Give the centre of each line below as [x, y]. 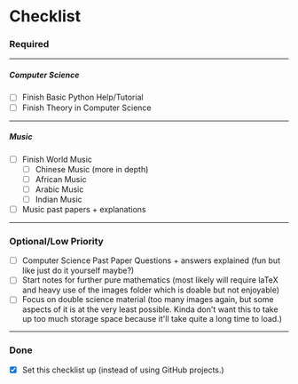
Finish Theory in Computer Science [86, 108]
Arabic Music [59, 189]
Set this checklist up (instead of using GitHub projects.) [123, 370]
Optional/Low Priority [56, 241]
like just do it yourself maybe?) [78, 271]
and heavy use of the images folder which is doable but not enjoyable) [150, 290]
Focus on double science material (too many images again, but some [148, 300]
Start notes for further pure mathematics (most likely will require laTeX [150, 280]
